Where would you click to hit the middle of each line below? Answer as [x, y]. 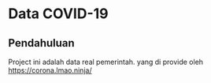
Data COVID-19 [58, 14]
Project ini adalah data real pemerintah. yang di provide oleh [105, 62]
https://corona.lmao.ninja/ [50, 70]
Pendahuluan [41, 43]
